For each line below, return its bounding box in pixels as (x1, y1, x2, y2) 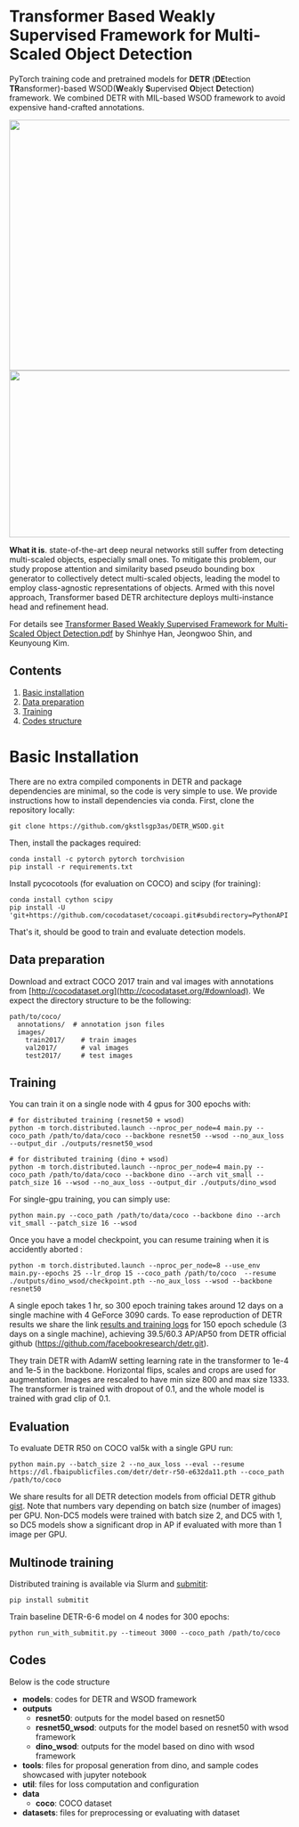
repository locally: (9, 804, 76, 815)
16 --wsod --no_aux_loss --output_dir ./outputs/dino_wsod (53, 1179, 277, 1187)
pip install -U (9, 902, 66, 912)
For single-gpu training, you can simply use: (9, 1194, 171, 1204)
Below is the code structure (9, 1676, 110, 1687)
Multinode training (9, 1554, 114, 1570)
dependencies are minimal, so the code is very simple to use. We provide (9, 786, 278, 796)
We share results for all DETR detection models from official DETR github (9, 1491, 276, 1502)
